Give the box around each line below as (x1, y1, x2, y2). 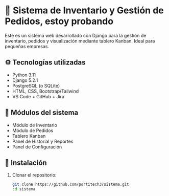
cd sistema (12, 187, 36, 192)
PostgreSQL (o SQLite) (12, 82, 60, 89)
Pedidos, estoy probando (5, 15, 113, 27)
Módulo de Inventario (12, 122, 57, 128)
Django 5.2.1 (12, 77, 38, 83)
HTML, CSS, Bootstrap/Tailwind (12, 88, 79, 94)
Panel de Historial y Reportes (12, 138, 74, 144)
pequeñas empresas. (5, 43, 50, 49)
